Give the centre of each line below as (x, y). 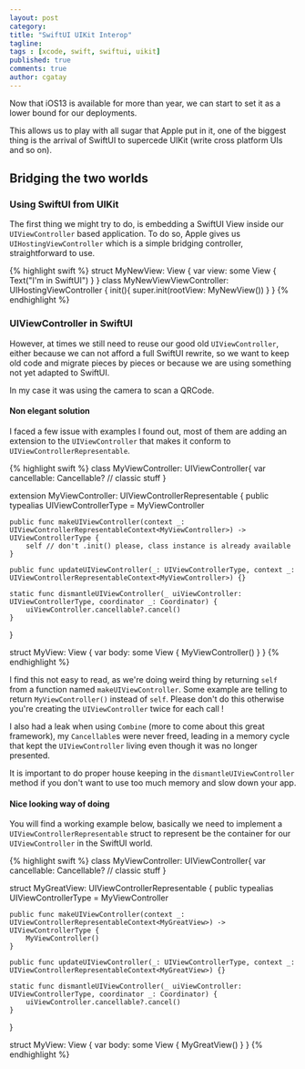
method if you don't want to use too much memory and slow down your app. (153, 782)
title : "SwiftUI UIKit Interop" (71, 35)
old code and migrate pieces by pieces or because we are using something (150, 363)
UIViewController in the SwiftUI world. (81, 843)
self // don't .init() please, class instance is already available (158, 546)
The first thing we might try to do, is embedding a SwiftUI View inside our (147, 224)
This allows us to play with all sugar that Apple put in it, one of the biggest (148, 130)
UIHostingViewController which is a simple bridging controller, (127, 243)
